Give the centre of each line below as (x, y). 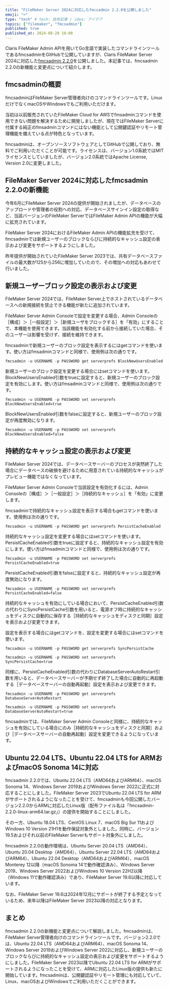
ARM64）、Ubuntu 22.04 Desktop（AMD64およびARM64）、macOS (79, 859)
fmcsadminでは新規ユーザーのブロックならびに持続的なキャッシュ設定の (80, 239)
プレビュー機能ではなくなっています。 (45, 477)
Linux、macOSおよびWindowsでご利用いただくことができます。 (72, 981)
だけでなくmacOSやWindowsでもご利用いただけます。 (62, 104)
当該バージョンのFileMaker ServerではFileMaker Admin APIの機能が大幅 (88, 216)
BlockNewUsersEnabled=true (33, 404)
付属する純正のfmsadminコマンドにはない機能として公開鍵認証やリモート (81, 127)
